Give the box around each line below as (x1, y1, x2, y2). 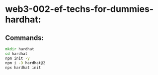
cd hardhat (5, 51, 28, 56)
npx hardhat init (5, 65, 41, 70)
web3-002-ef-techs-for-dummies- (5, 3, 154, 15)
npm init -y (5, 56, 30, 61)
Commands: (5, 34, 44, 42)
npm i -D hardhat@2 (5, 60, 46, 65)
